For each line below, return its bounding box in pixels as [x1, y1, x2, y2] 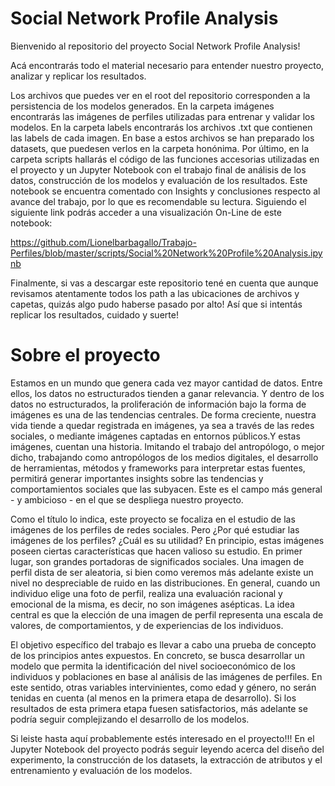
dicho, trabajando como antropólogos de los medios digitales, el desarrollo [10, 451, 319, 463]
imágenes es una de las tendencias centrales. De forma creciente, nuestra [10, 408, 317, 421]
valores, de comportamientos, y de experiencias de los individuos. [10, 619, 284, 631]
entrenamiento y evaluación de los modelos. [10, 764, 193, 776]
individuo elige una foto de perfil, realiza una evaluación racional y [10, 587, 283, 599]
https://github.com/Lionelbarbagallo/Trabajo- [10, 236, 197, 248]
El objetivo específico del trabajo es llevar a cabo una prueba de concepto [10, 638, 317, 651]
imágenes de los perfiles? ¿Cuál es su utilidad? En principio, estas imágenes [10, 534, 325, 546]
